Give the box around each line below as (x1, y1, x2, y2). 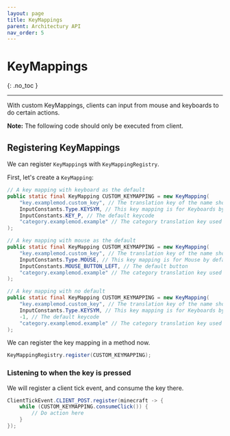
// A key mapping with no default (7, 288, 106, 295)
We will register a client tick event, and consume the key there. (7, 384, 184, 392)
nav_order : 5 (7, 29, 44, 36)
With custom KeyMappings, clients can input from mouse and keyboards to (7, 101, 219, 110)
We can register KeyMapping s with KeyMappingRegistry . (7, 160, 159, 168)
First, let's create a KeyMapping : (7, 173, 94, 181)
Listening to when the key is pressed (7, 368, 131, 378)
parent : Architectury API (7, 23, 81, 30)
